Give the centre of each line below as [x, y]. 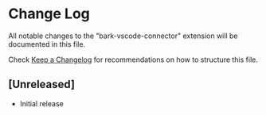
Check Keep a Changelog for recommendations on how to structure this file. [133, 59]
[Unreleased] [42, 84]
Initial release [41, 103]
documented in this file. [47, 44]
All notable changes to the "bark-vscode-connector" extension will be [123, 36]
